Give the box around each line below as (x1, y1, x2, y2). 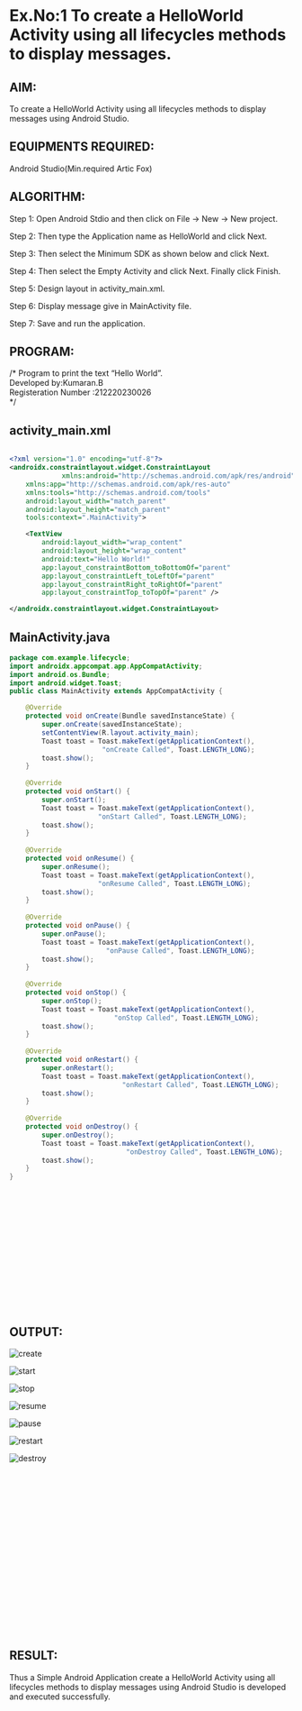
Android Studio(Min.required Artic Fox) (9, 163, 153, 174)
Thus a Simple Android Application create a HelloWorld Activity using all (9, 1671, 276, 1682)
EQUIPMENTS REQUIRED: (9, 139, 155, 154)
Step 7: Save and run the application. (9, 317, 146, 329)
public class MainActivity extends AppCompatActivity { (9, 687, 223, 696)
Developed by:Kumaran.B (9, 378, 103, 389)
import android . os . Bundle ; (9, 670, 111, 679)
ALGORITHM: (9, 189, 85, 205)
